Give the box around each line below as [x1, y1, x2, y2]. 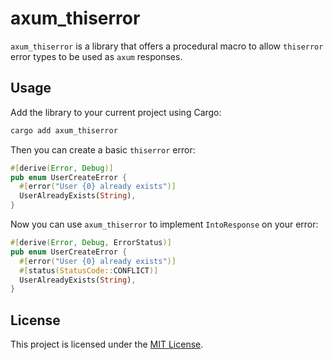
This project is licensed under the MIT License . [10, 338, 204, 351]
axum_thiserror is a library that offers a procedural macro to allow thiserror [10, 40, 324, 52]
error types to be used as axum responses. [10, 50, 183, 62]
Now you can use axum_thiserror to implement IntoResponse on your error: [10, 218, 319, 230]
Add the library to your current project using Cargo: [10, 106, 222, 118]
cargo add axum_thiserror [10, 125, 118, 136]
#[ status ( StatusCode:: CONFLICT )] [19, 265, 159, 276]
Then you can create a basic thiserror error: [10, 143, 196, 156]
